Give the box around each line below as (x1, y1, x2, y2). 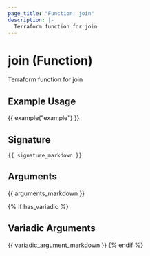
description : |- (8, 17, 54, 23)
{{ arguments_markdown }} (8, 189, 85, 197)
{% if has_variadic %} (8, 202, 69, 210)
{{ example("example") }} (8, 114, 80, 122)
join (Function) (8, 52, 93, 68)
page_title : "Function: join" (8, 10, 95, 17)
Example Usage (8, 95, 76, 107)
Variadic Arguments (8, 222, 96, 235)
